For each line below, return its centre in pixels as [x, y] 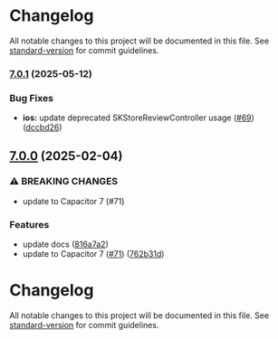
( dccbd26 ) [42, 127]
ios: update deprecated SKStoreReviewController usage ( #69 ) [139, 118]
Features [29, 224]
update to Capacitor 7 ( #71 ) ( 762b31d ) [93, 254]
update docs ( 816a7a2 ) [65, 244]
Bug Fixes [32, 98]
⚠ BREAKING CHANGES [64, 182]
